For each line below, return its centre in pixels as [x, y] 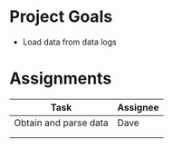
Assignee [138, 107]
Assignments [61, 79]
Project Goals [61, 17]
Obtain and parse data [61, 123]
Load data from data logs [69, 42]
